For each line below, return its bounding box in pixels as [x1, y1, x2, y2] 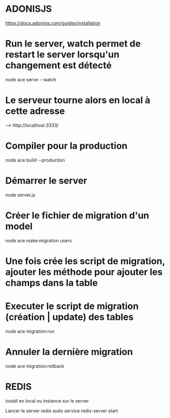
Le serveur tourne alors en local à [5, 95, 151, 106]
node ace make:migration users [5, 237, 72, 243]
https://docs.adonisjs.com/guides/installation [5, 20, 101, 26]
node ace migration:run [5, 328, 55, 334]
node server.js [5, 192, 36, 198]
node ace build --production [5, 157, 65, 163]
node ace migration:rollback [5, 363, 65, 369]
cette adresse [5, 105, 65, 117]
